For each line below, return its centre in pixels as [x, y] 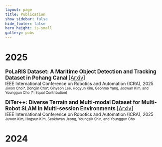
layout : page [19, 10]
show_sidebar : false [27, 19]
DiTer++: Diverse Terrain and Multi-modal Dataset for [73, 102]
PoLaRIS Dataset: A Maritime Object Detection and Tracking [81, 72]
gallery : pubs [20, 33]
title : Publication [25, 14]
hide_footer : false [25, 24]
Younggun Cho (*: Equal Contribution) [36, 92]
